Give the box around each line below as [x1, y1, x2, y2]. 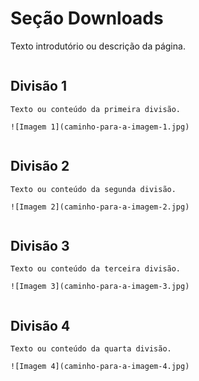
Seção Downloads [10, 7, 164, 30]
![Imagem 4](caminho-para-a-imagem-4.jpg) [10, 362, 190, 372]
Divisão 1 [10, 78, 67, 95]
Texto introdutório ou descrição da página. [10, 40, 186, 52]
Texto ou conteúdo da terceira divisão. [10, 264, 182, 274]
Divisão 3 [10, 237, 70, 254]
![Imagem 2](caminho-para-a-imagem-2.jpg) [10, 202, 190, 212]
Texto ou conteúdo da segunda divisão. [10, 184, 177, 194]
